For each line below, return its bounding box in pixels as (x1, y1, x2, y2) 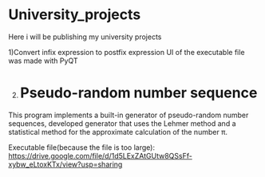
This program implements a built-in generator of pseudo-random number (8, 110, 249, 120)
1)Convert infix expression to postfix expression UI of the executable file (8, 47, 245, 57)
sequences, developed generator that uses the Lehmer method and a (8, 118, 236, 128)
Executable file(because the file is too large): (8, 142, 156, 152)
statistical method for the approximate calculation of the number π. (8, 127, 228, 136)
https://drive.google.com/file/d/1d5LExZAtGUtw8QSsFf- (8, 151, 193, 160)
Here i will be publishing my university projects (8, 32, 162, 41)
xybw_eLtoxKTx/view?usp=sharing (8, 159, 123, 169)
